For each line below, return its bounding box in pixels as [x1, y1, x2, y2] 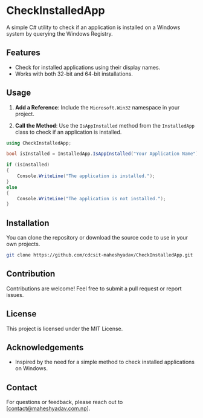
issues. [6, 291, 24, 298]
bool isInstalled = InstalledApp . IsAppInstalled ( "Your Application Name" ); [6, 151, 201, 157]
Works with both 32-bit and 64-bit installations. [14, 70, 133, 77]
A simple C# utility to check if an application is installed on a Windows [6, 24, 181, 31]
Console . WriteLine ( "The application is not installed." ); [17, 195, 166, 201]
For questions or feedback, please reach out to [6, 399, 123, 406]
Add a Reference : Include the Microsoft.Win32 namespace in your [14, 103, 180, 111]
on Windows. [14, 365, 48, 372]
